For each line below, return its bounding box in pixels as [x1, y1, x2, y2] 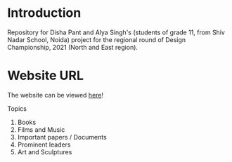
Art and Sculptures [17, 147, 72, 156]
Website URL [7, 68, 84, 83]
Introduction [7, 5, 82, 21]
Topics [7, 104, 27, 113]
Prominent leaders [17, 140, 71, 149]
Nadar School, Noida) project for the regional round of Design [7, 35, 186, 43]
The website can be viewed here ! [7, 90, 104, 99]
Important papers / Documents [17, 133, 107, 141]
